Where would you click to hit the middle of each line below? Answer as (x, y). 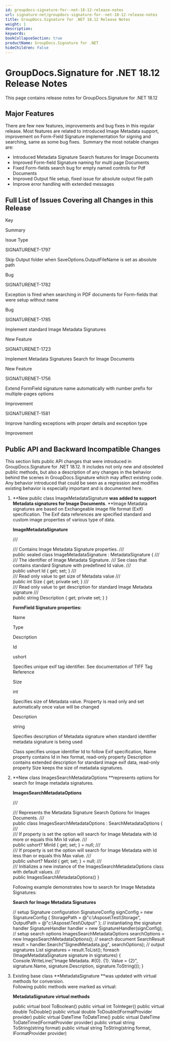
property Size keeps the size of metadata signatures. (68, 768)
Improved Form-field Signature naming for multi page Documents (81, 162)
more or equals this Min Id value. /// (50, 839)
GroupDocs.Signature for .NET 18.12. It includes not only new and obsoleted (84, 467)
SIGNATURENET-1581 (28, 414)
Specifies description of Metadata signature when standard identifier (84, 736)
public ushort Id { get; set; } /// (44, 571)
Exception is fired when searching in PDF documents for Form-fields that (81, 294)
